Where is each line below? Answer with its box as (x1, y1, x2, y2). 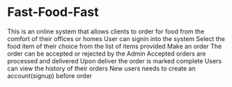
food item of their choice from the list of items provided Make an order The (7, 42, 222, 50)
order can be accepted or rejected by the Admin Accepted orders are (7, 49, 206, 58)
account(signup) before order (7, 71, 93, 80)
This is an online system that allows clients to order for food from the (7, 27, 205, 35)
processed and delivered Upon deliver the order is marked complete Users (7, 56, 222, 65)
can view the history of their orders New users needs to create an (7, 64, 196, 72)
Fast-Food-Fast (7, 4, 99, 20)
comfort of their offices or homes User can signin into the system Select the (7, 34, 225, 42)
